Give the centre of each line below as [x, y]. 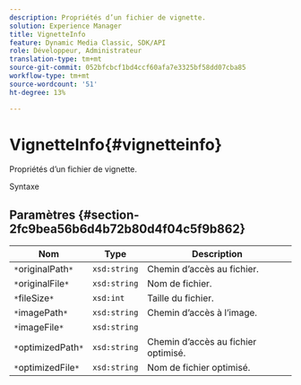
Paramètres [43, 214]
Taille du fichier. [181, 298]
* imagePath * [41, 312]
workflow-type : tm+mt [50, 76]
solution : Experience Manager [66, 26]
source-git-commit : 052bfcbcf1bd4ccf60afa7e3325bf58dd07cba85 [128, 68]
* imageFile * [39, 328]
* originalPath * [43, 269]
